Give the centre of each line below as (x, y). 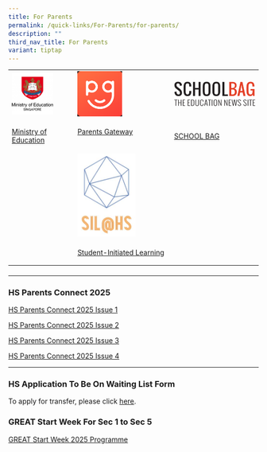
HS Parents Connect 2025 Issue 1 (63, 310)
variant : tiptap (35, 51)
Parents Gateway (105, 132)
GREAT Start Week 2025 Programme (68, 439)
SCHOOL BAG (197, 136)
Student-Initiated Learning (121, 252)
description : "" (35, 33)
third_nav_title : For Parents (58, 42)
